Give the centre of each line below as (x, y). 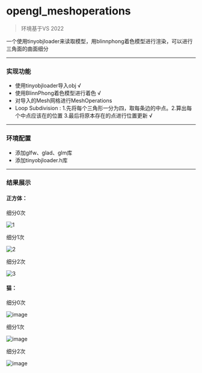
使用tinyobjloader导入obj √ (48, 86)
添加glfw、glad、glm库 (44, 153)
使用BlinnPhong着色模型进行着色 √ (58, 93)
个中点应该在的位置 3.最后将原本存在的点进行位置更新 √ (84, 116)
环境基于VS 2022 (42, 28)
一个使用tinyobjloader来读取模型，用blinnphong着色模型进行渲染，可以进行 (99, 41)
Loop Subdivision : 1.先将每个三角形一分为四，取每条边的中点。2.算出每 (103, 108)
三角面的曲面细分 (27, 49)
